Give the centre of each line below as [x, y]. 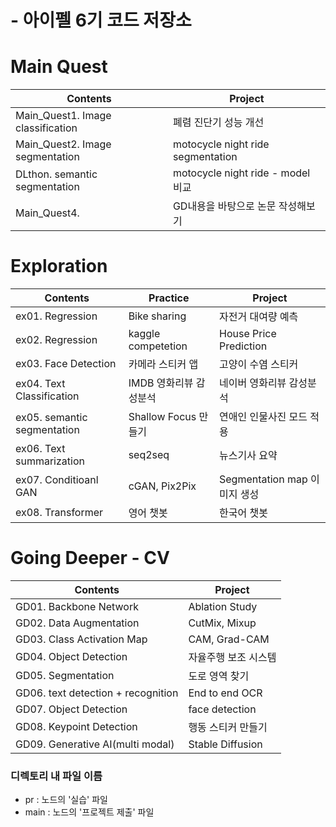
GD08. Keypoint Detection [76, 726]
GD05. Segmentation [65, 675]
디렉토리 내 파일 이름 [56, 776]
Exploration [59, 266]
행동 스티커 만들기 [228, 727]
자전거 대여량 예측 [258, 317]
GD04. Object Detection [71, 656]
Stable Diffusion [225, 744]
